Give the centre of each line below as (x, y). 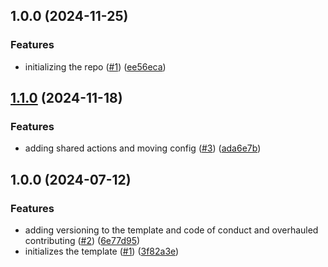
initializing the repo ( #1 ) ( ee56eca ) (95, 66)
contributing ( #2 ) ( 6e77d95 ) (82, 241)
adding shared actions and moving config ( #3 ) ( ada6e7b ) (143, 148)
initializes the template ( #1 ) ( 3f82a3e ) (102, 251)
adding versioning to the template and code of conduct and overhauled (171, 230)
